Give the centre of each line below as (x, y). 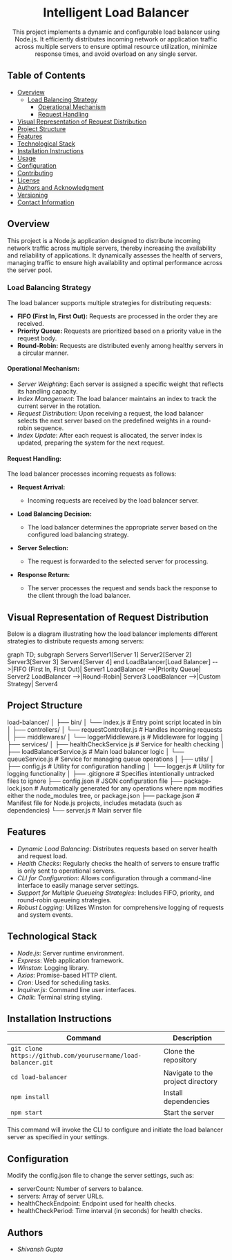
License (28, 180)
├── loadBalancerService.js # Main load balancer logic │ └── (96, 751)
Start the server (188, 1113)
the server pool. (30, 270)
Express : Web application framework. (70, 960)
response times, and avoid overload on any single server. (116, 54)
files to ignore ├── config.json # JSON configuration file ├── (95, 781)
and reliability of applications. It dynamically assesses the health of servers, (115, 255)
